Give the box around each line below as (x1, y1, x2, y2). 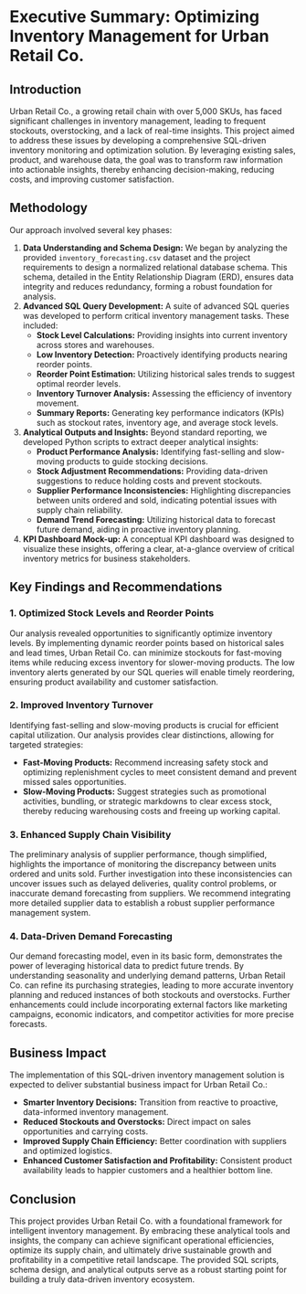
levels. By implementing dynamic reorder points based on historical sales (9, 637, 285, 648)
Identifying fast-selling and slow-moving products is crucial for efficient (9, 719, 279, 730)
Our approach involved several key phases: (9, 224, 173, 235)
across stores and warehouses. (36, 339, 155, 350)
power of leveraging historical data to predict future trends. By (9, 960, 245, 971)
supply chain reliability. (36, 504, 123, 515)
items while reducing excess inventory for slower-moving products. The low (9, 656, 295, 668)
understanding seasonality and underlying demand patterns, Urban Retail (9, 970, 286, 981)
